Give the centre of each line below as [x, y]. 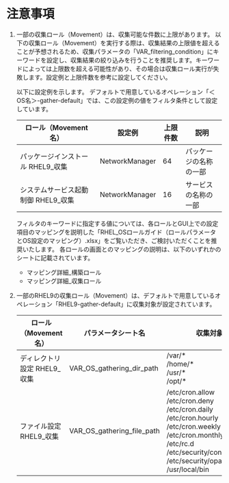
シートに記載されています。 [55, 257]
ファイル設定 [40, 426]
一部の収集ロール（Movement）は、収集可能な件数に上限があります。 [115, 34]
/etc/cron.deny [190, 401]
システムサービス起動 [54, 189]
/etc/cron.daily [190, 409]
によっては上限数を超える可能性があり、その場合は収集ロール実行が [118, 69]
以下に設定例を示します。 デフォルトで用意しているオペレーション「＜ [116, 92]
